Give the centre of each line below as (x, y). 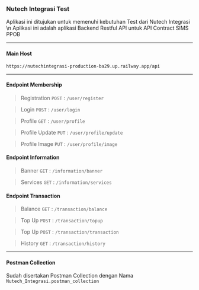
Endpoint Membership (34, 85)
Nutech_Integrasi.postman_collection (53, 281)
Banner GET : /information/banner (62, 170)
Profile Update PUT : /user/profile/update (72, 132)
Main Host (19, 53)
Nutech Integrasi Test (38, 9)
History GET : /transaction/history (63, 243)
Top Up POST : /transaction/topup (62, 221)
